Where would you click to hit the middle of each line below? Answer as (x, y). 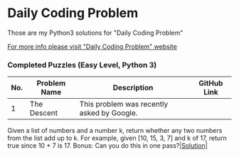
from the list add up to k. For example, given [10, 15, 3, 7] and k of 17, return (117, 138)
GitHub (211, 83)
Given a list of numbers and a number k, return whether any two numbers (115, 131)
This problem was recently (124, 104)
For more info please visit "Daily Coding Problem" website (92, 46)
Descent (44, 113)
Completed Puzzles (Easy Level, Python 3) (82, 65)
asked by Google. (108, 113)
